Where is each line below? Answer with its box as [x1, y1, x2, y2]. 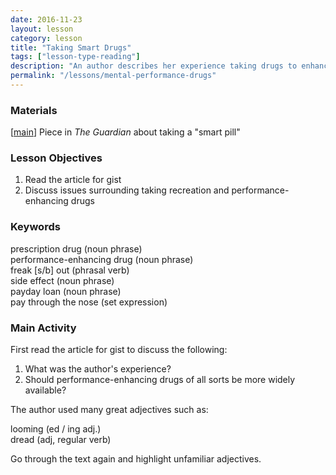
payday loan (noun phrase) [10, 285, 122, 297]
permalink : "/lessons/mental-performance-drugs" [10, 71, 217, 81]
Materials [10, 103, 58, 117]
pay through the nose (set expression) [10, 296, 168, 308]
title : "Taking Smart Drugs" [10, 42, 132, 53]
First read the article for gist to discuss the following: [10, 344, 228, 356]
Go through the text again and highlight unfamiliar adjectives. [10, 453, 262, 465]
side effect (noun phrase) [10, 274, 115, 286]
